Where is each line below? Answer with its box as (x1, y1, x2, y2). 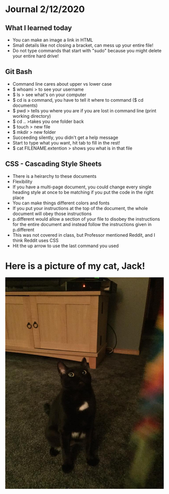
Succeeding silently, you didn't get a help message (12, 134, 118, 140)
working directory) (12, 113, 51, 119)
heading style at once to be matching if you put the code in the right (12, 189, 154, 195)
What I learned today (5, 24, 72, 32)
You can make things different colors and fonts (12, 200, 110, 206)
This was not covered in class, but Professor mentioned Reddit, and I (12, 232, 155, 238)
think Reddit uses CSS (12, 237, 59, 243)
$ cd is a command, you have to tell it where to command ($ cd (12, 97, 144, 103)
